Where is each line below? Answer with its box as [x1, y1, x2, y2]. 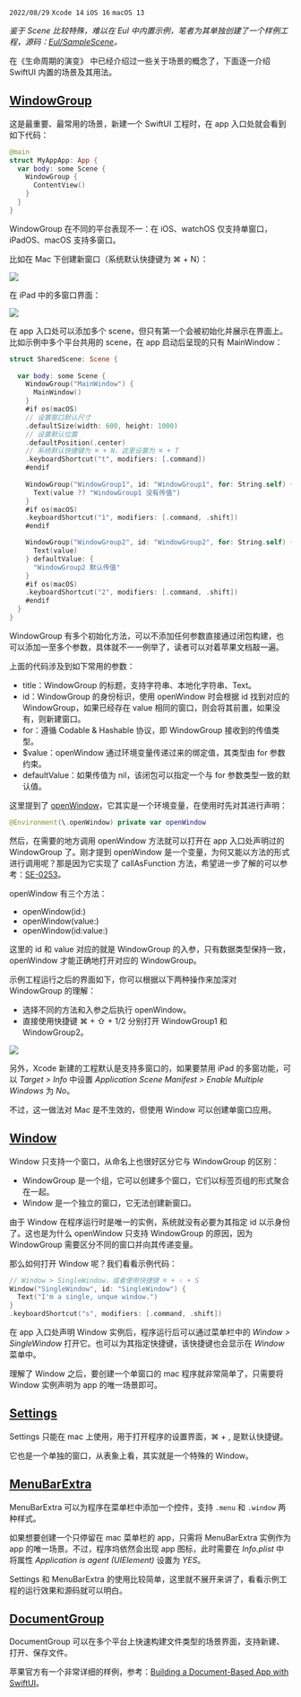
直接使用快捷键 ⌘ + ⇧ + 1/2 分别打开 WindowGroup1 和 [21, 1015, 228, 1026]
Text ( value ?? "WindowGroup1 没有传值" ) [32, 488, 181, 497]
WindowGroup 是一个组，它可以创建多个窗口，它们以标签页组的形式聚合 [21, 1175, 290, 1186]
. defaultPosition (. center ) [25, 438, 126, 447]
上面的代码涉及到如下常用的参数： [9, 660, 135, 671]
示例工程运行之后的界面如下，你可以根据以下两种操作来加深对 [9, 974, 237, 985]
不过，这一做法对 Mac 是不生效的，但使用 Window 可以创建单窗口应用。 [9, 1104, 276, 1115]
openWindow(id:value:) [21, 924, 108, 936]
